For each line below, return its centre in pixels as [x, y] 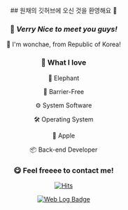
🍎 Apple [64, 136]
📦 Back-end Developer [64, 150]
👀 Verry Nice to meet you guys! [64, 29]
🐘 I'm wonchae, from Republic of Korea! [64, 44]
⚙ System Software [64, 105]
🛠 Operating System [64, 119]
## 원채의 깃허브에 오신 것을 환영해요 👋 [64, 11]
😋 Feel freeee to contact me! [64, 170]
